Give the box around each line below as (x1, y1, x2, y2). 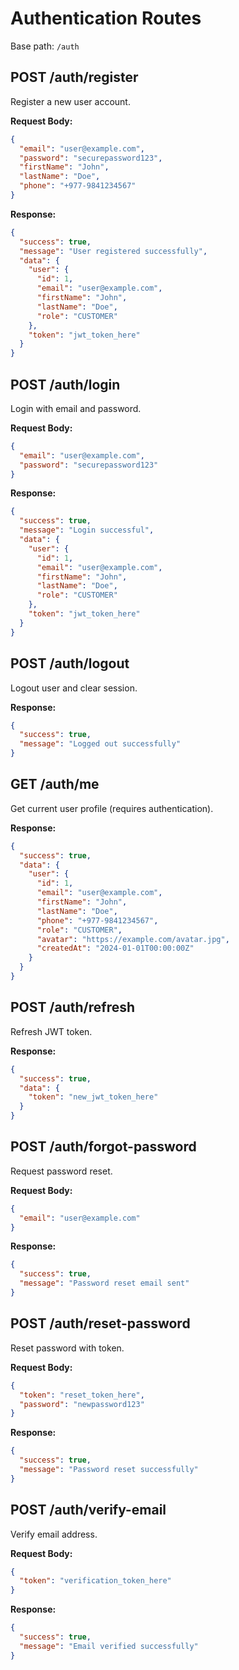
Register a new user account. (10, 95, 131, 107)
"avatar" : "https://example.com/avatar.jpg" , (36, 934, 230, 944)
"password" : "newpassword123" (19, 1399, 145, 1409)
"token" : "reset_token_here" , (19, 1390, 145, 1400)
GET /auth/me (10, 776, 100, 793)
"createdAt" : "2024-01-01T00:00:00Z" (36, 943, 195, 954)
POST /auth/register (10, 69, 139, 86)
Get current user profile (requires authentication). (10, 802, 214, 814)
